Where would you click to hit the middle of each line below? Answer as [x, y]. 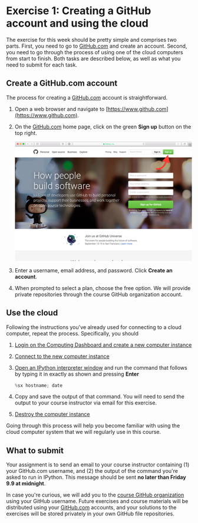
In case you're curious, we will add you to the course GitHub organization [95, 495]
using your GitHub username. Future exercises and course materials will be [97, 501]
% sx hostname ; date [39, 385]
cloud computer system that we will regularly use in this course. [83, 432]
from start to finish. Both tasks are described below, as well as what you [93, 58]
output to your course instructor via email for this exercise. [86, 403]
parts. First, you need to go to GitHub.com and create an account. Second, [97, 46]
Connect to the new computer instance [62, 356]
